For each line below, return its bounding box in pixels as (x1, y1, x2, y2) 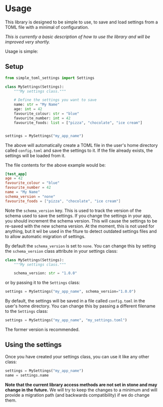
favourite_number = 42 (5, 185, 51, 190)
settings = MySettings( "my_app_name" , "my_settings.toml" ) (5, 318, 127, 323)
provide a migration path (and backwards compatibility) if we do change (5, 392, 150, 398)
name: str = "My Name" (14, 102, 60, 107)
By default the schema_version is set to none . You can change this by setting (5, 243, 156, 249)
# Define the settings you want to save (14, 98, 97, 102)
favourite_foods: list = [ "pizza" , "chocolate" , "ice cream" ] (14, 120, 143, 125)
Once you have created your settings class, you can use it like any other (5, 353, 149, 359)
